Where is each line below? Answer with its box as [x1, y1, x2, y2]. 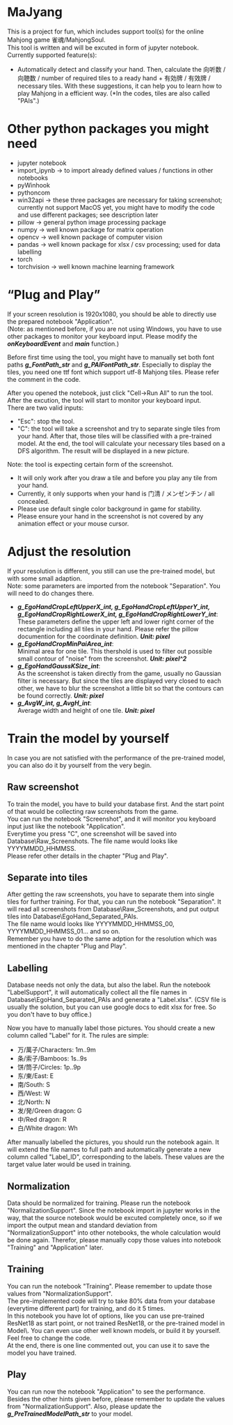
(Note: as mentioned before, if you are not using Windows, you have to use [7, 325, 223, 333]
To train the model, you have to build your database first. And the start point [7, 799, 225, 808]
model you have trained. [7, 1348, 77, 1357]
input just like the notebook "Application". [7, 822, 126, 830]
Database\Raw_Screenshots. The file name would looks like [7, 837, 178, 845]
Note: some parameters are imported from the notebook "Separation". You [7, 581, 220, 590]
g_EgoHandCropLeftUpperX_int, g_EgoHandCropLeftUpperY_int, [17, 602, 210, 610]
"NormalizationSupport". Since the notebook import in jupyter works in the [7, 1206, 220, 1215]
